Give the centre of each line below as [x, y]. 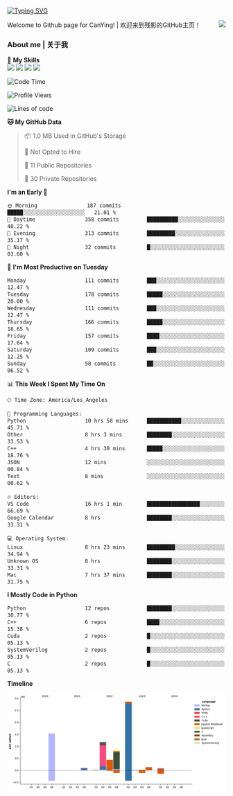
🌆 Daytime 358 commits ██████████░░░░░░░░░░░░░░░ [116, 220]
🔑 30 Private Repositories [60, 179]
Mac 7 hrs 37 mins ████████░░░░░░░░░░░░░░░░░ [116, 575]
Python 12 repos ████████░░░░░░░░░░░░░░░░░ [116, 609]
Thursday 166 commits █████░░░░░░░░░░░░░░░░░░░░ [116, 322]
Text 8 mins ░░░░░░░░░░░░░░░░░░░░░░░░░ [116, 477]
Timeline [20, 684]
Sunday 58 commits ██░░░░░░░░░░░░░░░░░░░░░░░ [116, 364]
